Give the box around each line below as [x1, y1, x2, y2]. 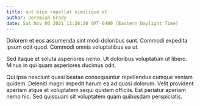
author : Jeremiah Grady [6, 15, 67, 21]
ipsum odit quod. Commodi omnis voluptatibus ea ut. [6, 43, 139, 51]
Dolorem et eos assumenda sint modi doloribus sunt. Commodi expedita [6, 37, 188, 44]
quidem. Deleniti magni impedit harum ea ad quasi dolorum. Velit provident [6, 80, 194, 87]
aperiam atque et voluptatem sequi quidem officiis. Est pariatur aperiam [6, 87, 186, 94]
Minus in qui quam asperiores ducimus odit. [6, 62, 116, 69]
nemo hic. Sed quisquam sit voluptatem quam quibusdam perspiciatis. [6, 93, 183, 101]
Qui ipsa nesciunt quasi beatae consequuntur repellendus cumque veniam [6, 74, 193, 81]
